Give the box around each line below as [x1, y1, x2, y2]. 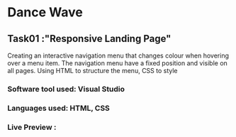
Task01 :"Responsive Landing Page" [7, 33, 172, 45]
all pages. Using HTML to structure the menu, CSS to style [7, 67, 179, 75]
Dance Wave [7, 4, 83, 21]
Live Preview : [7, 122, 57, 132]
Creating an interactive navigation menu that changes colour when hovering [7, 51, 229, 60]
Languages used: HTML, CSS [7, 103, 110, 113]
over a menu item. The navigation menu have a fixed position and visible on [7, 59, 228, 67]
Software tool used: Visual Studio [7, 84, 125, 94]
